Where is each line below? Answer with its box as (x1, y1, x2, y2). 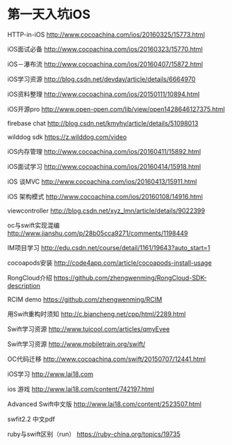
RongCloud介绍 (7, 273, 52, 282)
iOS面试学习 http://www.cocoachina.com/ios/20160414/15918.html (7, 162, 202, 170)
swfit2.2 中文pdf (7, 415, 55, 423)
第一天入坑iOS (7, 6, 91, 23)
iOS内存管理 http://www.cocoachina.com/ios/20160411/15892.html (7, 147, 202, 155)
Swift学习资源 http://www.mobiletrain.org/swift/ (7, 340, 146, 348)
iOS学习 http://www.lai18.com (7, 369, 93, 378)
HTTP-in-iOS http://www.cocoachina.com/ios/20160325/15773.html (7, 30, 205, 39)
